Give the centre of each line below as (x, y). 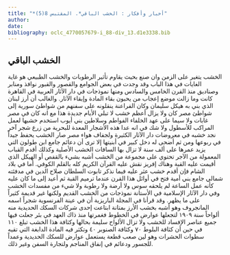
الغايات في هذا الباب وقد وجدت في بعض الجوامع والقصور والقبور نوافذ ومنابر (105, 84)
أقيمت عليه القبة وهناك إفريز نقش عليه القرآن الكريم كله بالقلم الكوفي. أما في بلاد (112, 164)
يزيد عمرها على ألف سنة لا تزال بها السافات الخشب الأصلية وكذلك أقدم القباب (107, 149)
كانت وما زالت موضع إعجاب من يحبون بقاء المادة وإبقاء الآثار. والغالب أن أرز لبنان (110, 98)
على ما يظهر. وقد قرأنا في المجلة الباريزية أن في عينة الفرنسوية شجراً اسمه (104, 200)
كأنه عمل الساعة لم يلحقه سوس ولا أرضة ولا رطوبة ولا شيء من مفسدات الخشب (111, 186)
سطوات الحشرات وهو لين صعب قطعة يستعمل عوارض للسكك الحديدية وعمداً (106, 237)
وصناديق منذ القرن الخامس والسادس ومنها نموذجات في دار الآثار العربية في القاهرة (113, 91)
